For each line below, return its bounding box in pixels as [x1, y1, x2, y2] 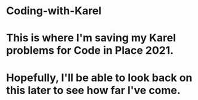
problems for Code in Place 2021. [6, 44, 174, 57]
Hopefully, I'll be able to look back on [6, 71, 193, 84]
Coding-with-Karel [6, 4, 101, 18]
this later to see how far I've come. [6, 83, 181, 97]
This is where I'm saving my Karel [6, 31, 176, 45]
